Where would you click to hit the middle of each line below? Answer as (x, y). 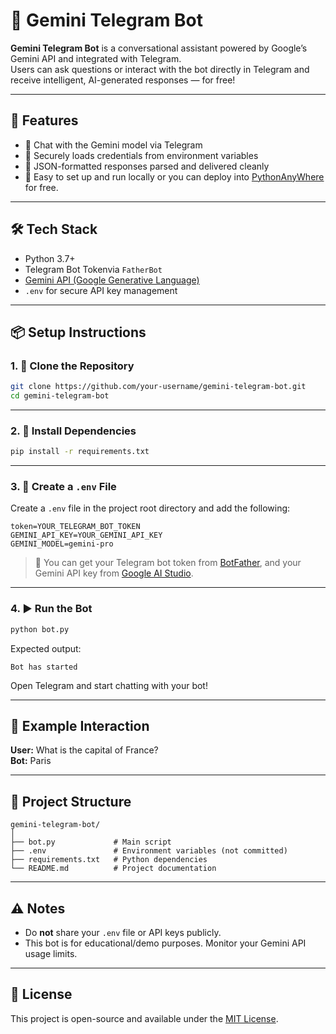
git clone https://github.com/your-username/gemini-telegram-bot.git (158, 387)
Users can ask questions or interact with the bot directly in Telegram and (160, 69)
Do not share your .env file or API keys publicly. (123, 933)
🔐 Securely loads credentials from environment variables (141, 155)
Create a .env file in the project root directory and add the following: (150, 508)
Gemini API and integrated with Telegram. (96, 58)
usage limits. (51, 954)
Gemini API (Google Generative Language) (112, 280)
